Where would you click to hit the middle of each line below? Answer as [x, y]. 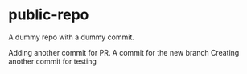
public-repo [49, 15]
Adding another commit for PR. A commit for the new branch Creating [124, 52]
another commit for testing [52, 61]
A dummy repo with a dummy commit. [72, 37]
